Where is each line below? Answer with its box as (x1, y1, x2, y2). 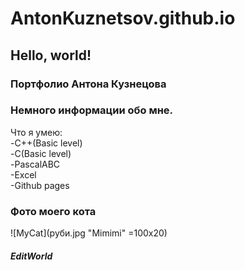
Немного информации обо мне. (10, 103, 174, 117)
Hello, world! (10, 47, 92, 64)
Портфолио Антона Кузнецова (10, 77, 167, 91)
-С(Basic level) (10, 147, 72, 159)
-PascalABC (10, 158, 61, 170)
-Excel (10, 168, 37, 181)
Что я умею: (10, 126, 63, 138)
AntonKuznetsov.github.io (10, 7, 236, 30)
